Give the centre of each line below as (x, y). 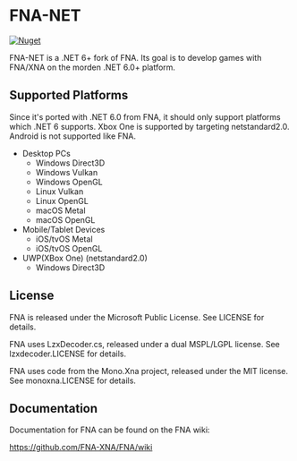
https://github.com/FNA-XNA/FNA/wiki (81, 448)
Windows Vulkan (67, 172)
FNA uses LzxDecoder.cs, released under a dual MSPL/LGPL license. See (144, 344)
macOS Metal (61, 210)
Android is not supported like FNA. (73, 136)
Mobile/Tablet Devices (64, 229)
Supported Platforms (69, 95)
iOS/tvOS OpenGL (69, 248)
